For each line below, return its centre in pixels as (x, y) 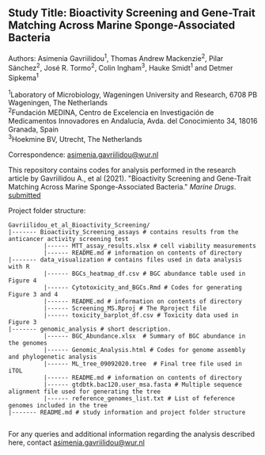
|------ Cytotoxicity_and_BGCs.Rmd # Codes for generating (143, 287)
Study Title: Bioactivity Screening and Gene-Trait (132, 13)
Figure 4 (23, 281)
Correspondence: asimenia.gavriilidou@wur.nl (83, 155)
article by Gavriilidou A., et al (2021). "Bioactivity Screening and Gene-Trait (130, 178)
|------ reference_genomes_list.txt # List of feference (139, 398)
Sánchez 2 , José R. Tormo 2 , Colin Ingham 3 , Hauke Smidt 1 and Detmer (121, 67)
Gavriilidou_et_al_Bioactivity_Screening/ (79, 225)
